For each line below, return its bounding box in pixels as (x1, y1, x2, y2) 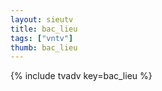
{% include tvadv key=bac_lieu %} (10, 70, 153, 82)
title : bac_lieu (10, 24, 78, 34)
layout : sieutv (10, 14, 74, 25)
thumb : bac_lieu (10, 42, 78, 53)
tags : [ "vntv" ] (10, 33, 74, 43)
